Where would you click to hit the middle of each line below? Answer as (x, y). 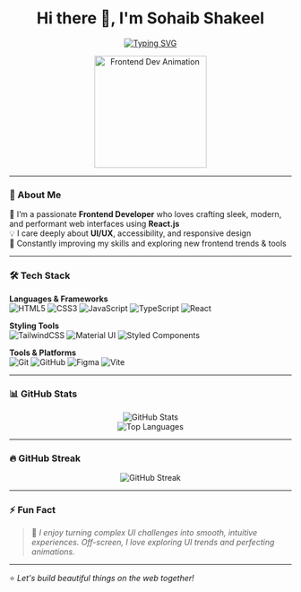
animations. (53, 552)
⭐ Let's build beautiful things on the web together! (102, 579)
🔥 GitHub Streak (45, 458)
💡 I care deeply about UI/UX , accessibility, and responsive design (130, 233)
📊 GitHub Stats (43, 394)
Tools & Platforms (43, 353)
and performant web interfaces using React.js (95, 224)
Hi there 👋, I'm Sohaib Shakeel (150, 18)
